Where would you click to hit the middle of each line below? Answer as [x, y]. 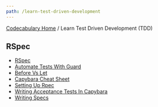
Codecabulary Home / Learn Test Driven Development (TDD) [80, 28]
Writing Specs [31, 98]
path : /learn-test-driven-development [53, 11]
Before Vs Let [31, 73]
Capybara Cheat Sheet [42, 79]
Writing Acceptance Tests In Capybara [61, 92]
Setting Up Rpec [34, 85]
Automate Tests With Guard [48, 67]
